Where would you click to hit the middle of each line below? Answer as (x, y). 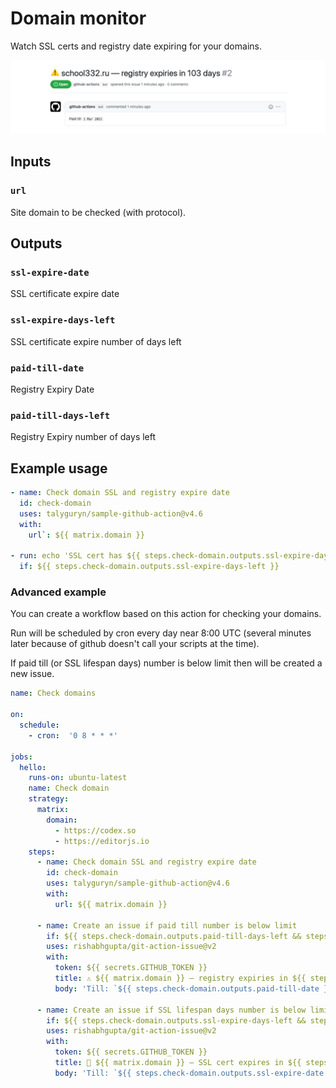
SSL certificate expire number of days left (96, 341)
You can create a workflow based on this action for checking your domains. (166, 614)
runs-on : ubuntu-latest (78, 778)
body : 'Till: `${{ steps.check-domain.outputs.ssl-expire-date (189, 1073)
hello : (33, 767)
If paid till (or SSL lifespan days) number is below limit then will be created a (166, 663)
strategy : (49, 799)
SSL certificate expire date (65, 294)
